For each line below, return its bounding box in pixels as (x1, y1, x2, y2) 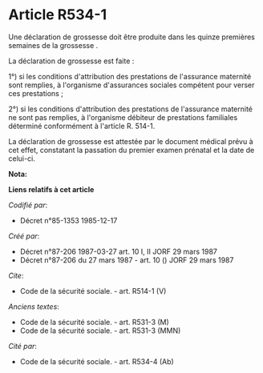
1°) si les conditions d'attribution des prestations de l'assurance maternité (8, 71, 252, 81)
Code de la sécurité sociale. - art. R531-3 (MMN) (19, 326, 181, 335)
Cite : (8, 271, 24, 280)
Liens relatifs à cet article (8, 184, 95, 194)
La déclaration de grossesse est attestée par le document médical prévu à (8, 136, 254, 146)
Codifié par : (8, 200, 48, 210)
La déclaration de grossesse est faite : (8, 56, 135, 66)
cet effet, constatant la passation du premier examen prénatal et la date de (8, 145, 255, 154)
